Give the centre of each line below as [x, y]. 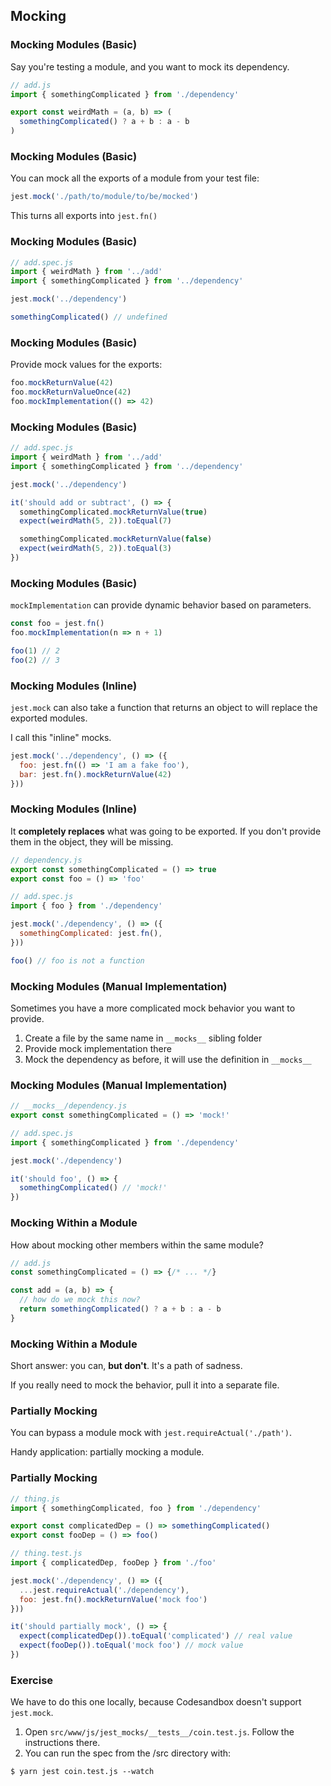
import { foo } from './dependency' [86, 906]
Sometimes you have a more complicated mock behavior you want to [153, 1008]
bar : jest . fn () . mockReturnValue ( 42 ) [95, 774]
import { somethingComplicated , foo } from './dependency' [136, 1508]
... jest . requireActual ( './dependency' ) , [104, 1590]
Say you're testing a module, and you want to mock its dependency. [150, 66]
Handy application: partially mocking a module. [107, 1452]
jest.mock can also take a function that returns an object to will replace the [164, 707]
